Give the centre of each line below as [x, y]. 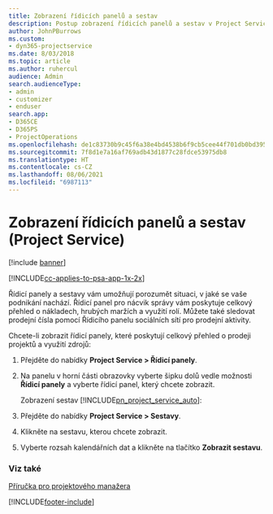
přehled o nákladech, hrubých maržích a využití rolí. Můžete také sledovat [132, 311]
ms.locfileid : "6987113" [50, 183]
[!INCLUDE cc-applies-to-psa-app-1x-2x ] [77, 278]
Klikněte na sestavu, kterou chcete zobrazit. [94, 431]
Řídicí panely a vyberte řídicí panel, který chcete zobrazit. [117, 384]
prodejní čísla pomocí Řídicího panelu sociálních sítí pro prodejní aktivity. [130, 320]
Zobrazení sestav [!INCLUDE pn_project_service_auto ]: [111, 400]
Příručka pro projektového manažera [69, 486]
